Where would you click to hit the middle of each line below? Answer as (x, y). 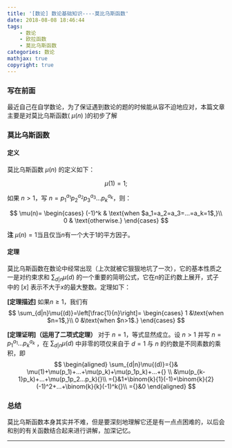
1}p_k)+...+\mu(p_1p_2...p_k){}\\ (62, 379)
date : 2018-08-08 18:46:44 (46, 20)
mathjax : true (28, 59)
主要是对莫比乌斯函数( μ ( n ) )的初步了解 (62, 115)
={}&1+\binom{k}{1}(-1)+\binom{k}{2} (161, 379)
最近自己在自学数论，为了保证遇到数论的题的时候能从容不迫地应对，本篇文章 (116, 106)
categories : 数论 (31, 53)
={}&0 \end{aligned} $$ (162, 386)
